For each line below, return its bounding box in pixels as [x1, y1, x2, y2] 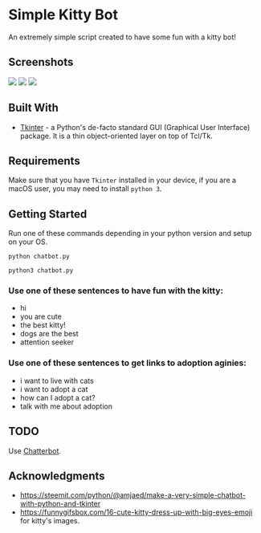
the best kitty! [19, 320, 66, 330]
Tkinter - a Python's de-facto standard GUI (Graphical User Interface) [19, 122, 251, 132]
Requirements [8, 154, 80, 168]
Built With [8, 101, 59, 115]
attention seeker [19, 337, 75, 347]
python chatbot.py [8, 253, 70, 261]
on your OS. [8, 237, 48, 246]
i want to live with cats [19, 376, 94, 385]
